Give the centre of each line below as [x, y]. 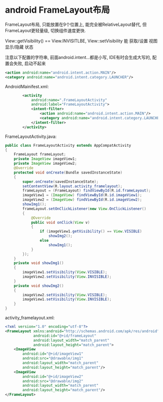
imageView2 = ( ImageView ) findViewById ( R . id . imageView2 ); [82, 200]
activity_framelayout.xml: [30, 318]
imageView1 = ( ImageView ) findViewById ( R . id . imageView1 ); [82, 195]
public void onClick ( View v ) [60, 222]
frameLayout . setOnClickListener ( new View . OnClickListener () [84, 209]
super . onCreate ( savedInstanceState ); [60, 182]
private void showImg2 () [39, 286]
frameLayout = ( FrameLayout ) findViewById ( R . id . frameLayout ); [87, 191]
